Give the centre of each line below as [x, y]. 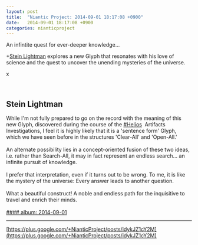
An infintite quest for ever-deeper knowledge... [63, 45]
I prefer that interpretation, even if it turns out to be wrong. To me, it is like [96, 175]
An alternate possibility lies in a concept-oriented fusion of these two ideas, [98, 150]
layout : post [22, 12]
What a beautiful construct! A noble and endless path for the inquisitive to [95, 194]
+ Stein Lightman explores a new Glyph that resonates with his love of [90, 56]
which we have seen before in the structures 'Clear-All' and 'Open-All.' [92, 137]
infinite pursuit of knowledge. [42, 162]
